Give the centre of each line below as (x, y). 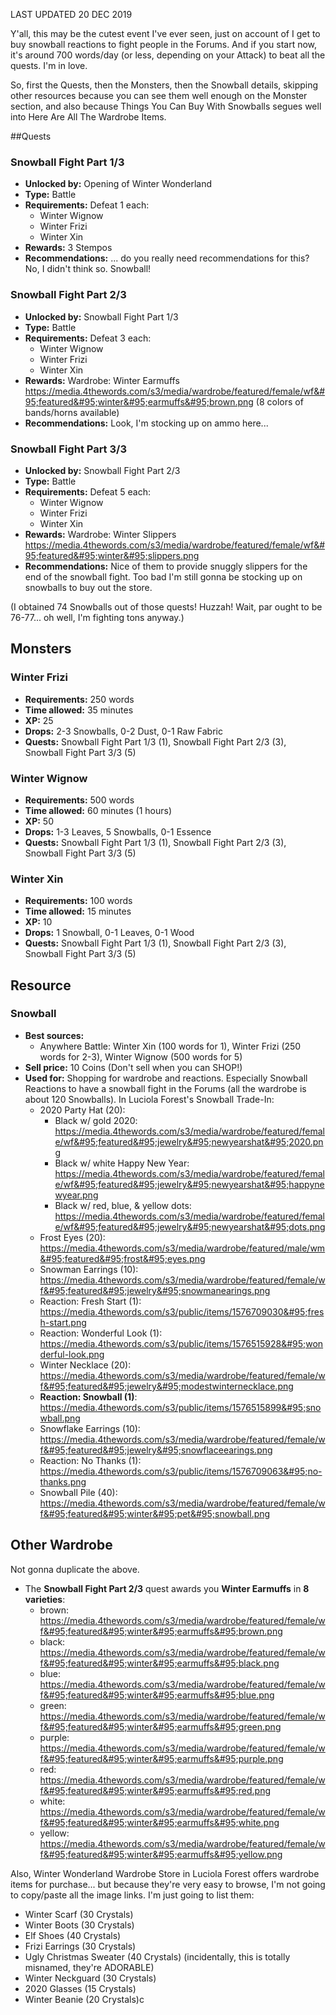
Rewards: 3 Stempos (68, 248)
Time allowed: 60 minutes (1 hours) (98, 810)
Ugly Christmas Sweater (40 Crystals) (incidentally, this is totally (157, 1956)
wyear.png (76, 1195)
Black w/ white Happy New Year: (122, 1163)
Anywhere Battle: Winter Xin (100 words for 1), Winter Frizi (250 (170, 1046)
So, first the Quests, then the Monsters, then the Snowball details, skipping (164, 85)
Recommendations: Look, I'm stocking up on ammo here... (146, 423)
